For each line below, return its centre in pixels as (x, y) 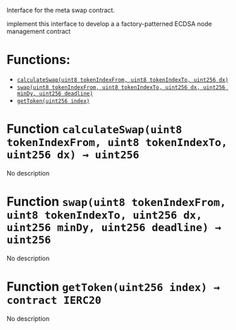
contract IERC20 (54, 300)
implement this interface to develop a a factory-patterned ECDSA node (109, 24)
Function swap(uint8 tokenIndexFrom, (117, 202)
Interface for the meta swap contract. (61, 10)
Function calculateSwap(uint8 (94, 129)
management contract (39, 31)
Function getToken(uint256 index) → (113, 287)
